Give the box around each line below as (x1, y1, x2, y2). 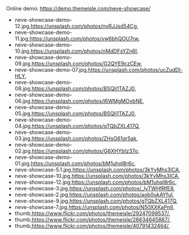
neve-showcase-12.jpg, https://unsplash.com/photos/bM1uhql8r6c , (14, 179, 177, 186)
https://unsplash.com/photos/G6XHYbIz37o (31, 147, 138, 155)
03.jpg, (14, 135, 32, 142)
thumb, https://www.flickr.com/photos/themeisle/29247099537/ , (14, 210, 171, 217)
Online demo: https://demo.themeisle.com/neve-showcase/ (6, 5, 151, 12)
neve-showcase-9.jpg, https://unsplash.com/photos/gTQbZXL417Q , (14, 197, 178, 204)
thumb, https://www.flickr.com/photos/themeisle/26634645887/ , (14, 216, 171, 223)
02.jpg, (14, 147, 32, 155)
